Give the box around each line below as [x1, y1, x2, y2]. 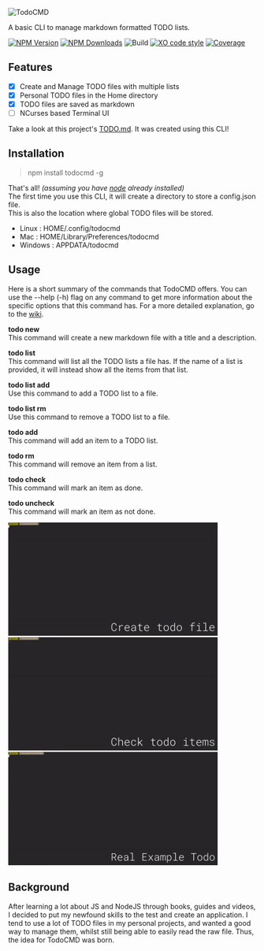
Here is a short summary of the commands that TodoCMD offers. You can [8, 284, 247, 293]
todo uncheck [8, 498, 55, 507]
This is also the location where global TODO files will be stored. [8, 208, 214, 217]
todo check [8, 474, 46, 484]
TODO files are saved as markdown [19, 99, 136, 109]
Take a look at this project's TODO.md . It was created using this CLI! [8, 124, 229, 134]
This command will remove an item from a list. [8, 459, 158, 469]
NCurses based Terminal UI [19, 109, 110, 117]
